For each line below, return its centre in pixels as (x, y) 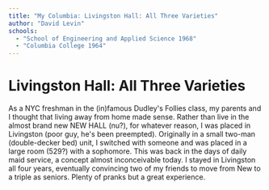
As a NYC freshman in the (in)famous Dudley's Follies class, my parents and (135, 108)
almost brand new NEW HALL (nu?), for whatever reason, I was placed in (130, 125)
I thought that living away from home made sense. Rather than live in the (129, 117)
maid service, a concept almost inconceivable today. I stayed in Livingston (132, 160)
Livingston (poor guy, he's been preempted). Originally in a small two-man (132, 134)
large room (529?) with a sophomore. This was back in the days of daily (128, 151)
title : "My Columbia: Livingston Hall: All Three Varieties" (113, 16)
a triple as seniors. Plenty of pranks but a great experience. (107, 177)
